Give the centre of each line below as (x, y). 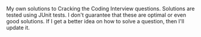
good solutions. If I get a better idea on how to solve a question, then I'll (95, 21)
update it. (18, 27)
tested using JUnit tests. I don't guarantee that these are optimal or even (96, 15)
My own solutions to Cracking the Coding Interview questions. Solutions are (101, 9)
